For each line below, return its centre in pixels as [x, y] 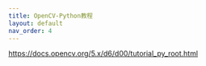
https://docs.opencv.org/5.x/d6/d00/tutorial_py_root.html [103, 54]
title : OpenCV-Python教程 [50, 16]
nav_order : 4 [30, 31]
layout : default [36, 23]
